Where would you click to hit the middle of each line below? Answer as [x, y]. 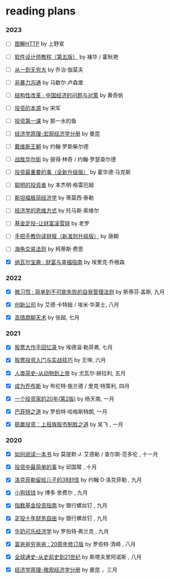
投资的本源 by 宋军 [37, 108]
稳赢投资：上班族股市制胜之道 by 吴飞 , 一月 [69, 424]
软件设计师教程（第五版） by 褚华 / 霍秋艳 [66, 57]
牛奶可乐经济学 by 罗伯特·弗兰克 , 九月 [61, 531]
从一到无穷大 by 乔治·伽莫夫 [49, 69]
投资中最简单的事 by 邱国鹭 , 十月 [55, 467]
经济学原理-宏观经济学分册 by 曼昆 [57, 133]
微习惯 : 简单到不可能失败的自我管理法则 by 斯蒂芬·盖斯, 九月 [90, 292]
